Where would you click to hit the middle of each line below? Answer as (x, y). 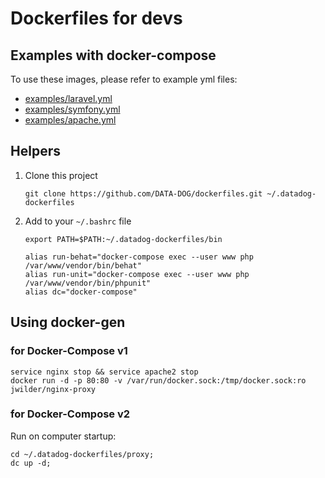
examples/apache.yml (70, 120)
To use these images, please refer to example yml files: (124, 79)
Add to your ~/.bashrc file (78, 221)
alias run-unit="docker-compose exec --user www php (137, 274)
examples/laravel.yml (68, 98)
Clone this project (61, 175)
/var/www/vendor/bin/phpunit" (88, 283)
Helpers (35, 151)
